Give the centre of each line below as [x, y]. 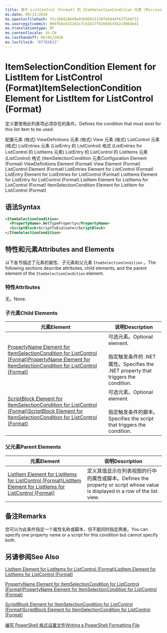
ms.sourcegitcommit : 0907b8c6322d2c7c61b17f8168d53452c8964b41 [72, 24]
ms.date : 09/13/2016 [27, 14]
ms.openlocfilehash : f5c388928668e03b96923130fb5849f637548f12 [72, 19]
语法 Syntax [23, 207]
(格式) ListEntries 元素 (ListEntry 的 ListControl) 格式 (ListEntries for [74, 145]
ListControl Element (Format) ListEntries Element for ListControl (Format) [80, 169]
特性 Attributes [23, 287]
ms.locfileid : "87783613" [32, 42]
